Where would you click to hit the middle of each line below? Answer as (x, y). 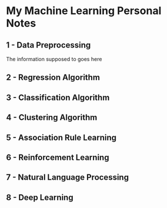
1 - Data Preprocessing (49, 45)
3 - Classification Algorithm (58, 97)
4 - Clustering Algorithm (52, 118)
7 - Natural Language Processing (68, 177)
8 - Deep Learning (40, 197)
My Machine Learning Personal (84, 11)
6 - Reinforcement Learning (58, 157)
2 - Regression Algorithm (53, 78)
